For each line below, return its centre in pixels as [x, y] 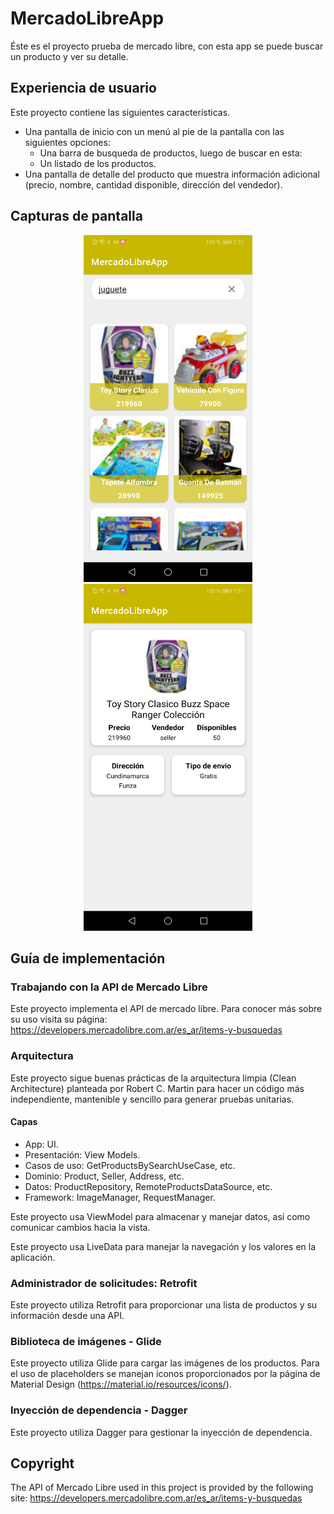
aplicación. [33, 1257]
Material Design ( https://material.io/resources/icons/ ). [121, 1384]
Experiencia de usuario [83, 88]
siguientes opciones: [67, 142]
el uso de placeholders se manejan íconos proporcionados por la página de [165, 1374]
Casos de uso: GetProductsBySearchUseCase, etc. [130, 1165]
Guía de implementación [88, 958]
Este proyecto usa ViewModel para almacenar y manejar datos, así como [160, 1216]
